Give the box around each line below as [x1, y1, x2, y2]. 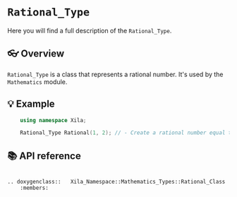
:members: [20, 184, 49, 192]
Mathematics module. [7, 77, 68, 86]
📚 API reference [7, 150, 81, 162]
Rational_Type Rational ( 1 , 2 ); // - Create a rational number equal [20, 129, 226, 136]
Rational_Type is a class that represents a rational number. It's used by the [7, 70, 224, 78]
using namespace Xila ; [20, 117, 87, 124]
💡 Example [7, 98, 55, 110]
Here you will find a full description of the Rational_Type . [7, 26, 172, 35]
